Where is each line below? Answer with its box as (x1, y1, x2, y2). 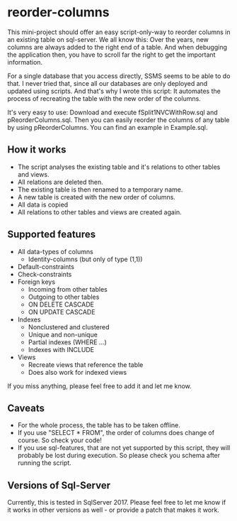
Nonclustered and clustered (28, 322, 110, 331)
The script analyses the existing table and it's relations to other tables (17, 163, 221, 171)
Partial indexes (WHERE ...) (28, 338, 108, 346)
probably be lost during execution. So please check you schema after (17, 451, 221, 460)
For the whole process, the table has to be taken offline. (17, 421, 180, 429)
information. (7, 57, 43, 66)
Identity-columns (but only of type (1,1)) (28, 255, 143, 263)
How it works (7, 143, 67, 156)
